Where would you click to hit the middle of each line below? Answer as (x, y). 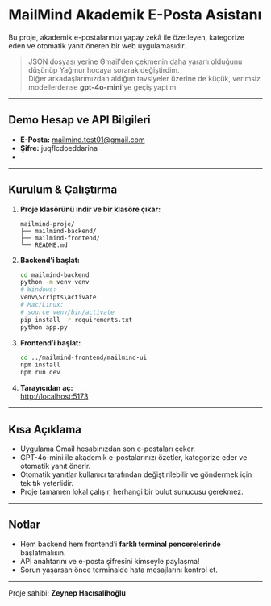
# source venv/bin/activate (67, 312)
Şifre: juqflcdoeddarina (59, 148)
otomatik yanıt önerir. (55, 466)
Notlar (25, 525)
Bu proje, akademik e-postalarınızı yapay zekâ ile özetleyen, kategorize (126, 37)
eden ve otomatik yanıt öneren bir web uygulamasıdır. (98, 45)
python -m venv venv (54, 282)
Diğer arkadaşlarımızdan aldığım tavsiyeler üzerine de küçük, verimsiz (144, 78)
